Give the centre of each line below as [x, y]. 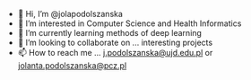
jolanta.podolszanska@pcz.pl [72, 66]
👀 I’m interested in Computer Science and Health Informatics [130, 23]
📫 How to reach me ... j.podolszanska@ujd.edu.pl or [115, 53]
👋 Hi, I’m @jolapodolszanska [70, 14]
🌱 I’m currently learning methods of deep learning [109, 33]
